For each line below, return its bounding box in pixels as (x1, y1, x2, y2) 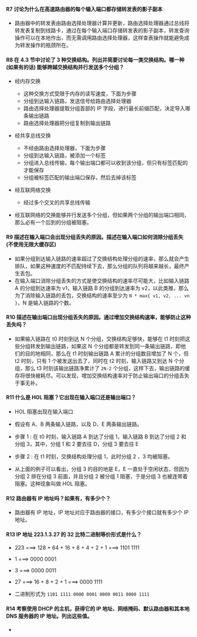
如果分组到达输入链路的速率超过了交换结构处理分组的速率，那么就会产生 (14, 255, 189, 262)
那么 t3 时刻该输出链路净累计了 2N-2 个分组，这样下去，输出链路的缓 (25, 365, 191, 372)
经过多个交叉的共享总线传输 (23, 199, 91, 206)
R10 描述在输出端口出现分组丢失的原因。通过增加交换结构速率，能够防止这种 (6, 314, 191, 321)
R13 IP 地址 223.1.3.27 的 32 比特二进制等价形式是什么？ (6, 531, 142, 538)
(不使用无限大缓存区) (6, 241, 57, 248)
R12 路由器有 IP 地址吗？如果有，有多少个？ (6, 495, 111, 502)
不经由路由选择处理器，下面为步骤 (23, 145, 106, 152)
